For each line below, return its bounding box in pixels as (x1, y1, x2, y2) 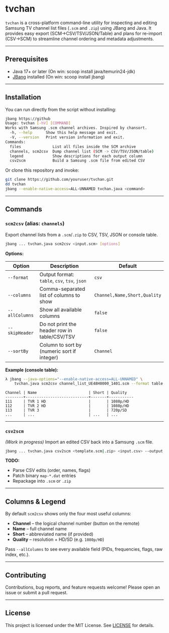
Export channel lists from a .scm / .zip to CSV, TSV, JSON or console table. (5, 231, 158, 238)
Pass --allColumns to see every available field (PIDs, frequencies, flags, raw (5, 546, 163, 552)
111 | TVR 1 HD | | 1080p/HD (5, 399, 129, 404)
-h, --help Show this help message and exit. (10, 130, 118, 135)
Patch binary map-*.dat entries (12, 472, 76, 479)
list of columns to (39, 291, 80, 298)
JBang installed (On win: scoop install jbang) (12, 73, 105, 80)
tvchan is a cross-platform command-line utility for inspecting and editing (5, 20, 157, 26)
